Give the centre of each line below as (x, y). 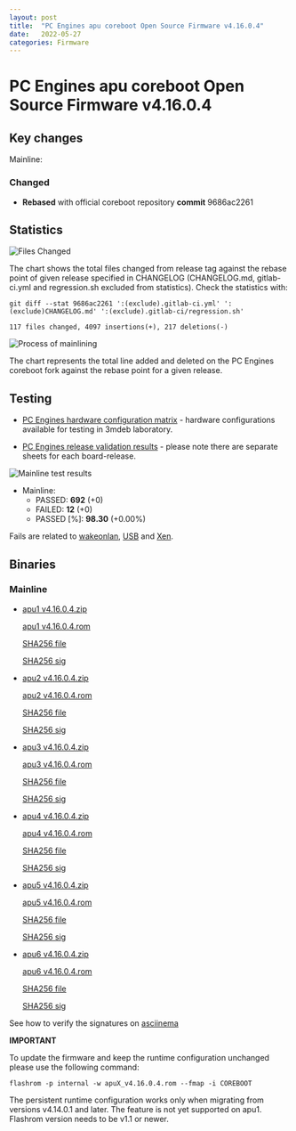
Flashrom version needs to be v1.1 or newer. (89, 1119)
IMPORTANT (33, 1040)
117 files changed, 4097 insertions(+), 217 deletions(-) (119, 327)
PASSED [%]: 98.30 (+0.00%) (91, 519)
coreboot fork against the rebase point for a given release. (116, 370)
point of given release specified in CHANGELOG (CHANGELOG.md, (132, 278)
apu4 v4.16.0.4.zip (56, 816)
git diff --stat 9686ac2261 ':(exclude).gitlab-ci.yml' (115, 304)
